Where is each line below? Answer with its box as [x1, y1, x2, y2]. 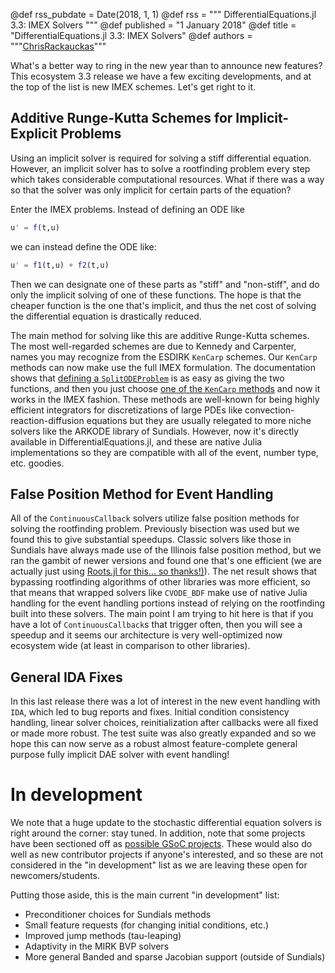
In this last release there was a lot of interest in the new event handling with [10, 695, 321, 708]
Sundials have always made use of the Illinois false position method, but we [10, 544, 322, 556]
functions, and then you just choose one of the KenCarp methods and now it [10, 382, 321, 394]
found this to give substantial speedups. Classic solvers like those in [10, 534, 292, 546]
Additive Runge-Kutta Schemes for [10, 110, 233, 127]
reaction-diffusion [10, 414, 85, 426]
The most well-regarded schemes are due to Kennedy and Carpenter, [10, 340, 297, 352]
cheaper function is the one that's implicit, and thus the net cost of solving [10, 299, 317, 311]
